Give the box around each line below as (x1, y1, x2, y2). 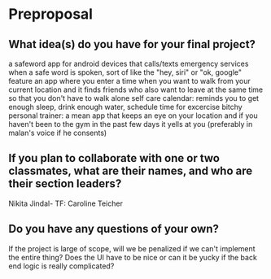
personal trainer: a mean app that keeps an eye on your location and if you (8, 111, 258, 120)
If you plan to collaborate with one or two (8, 151, 220, 165)
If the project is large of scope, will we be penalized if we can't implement (8, 243, 256, 253)
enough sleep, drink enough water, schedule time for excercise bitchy (8, 102, 243, 111)
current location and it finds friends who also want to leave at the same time (8, 85, 264, 94)
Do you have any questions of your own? (8, 222, 220, 236)
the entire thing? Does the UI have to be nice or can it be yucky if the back (8, 252, 258, 262)
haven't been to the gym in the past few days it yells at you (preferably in (8, 120, 253, 129)
